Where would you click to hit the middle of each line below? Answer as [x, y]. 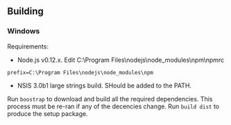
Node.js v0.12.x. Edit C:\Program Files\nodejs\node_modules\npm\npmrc [121, 60]
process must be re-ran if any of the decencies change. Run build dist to [113, 106]
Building [25, 11]
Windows [24, 31]
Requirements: [28, 46]
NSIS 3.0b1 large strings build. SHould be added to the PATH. [104, 85]
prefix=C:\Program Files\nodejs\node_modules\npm [80, 72]
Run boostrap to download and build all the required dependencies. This [110, 99]
